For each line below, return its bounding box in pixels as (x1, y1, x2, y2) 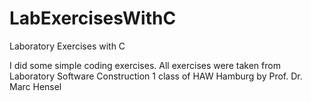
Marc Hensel (9, 80, 62, 92)
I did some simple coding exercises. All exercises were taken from (9, 59, 281, 71)
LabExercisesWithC (9, 7, 177, 30)
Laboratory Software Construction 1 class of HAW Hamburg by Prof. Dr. (9, 70, 303, 82)
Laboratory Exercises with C (9, 40, 126, 52)
